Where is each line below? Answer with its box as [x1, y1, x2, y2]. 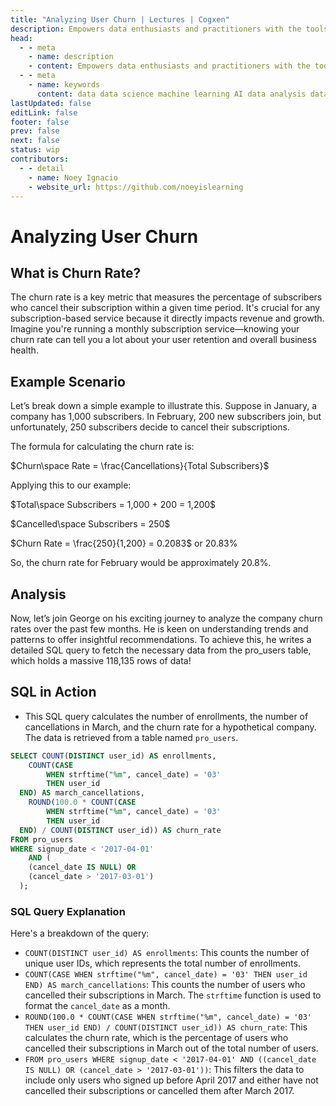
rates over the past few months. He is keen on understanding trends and [10, 623, 309, 635]
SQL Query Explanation [10, 904, 126, 918]
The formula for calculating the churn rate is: [10, 441, 195, 453]
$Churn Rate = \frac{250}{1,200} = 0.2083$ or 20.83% [10, 537, 238, 550]
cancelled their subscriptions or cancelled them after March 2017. [24, 1085, 295, 1097]
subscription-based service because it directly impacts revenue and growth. [10, 312, 325, 325]
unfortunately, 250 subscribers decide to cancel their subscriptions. [10, 421, 290, 433]
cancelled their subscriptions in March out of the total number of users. [24, 1042, 319, 1055]
